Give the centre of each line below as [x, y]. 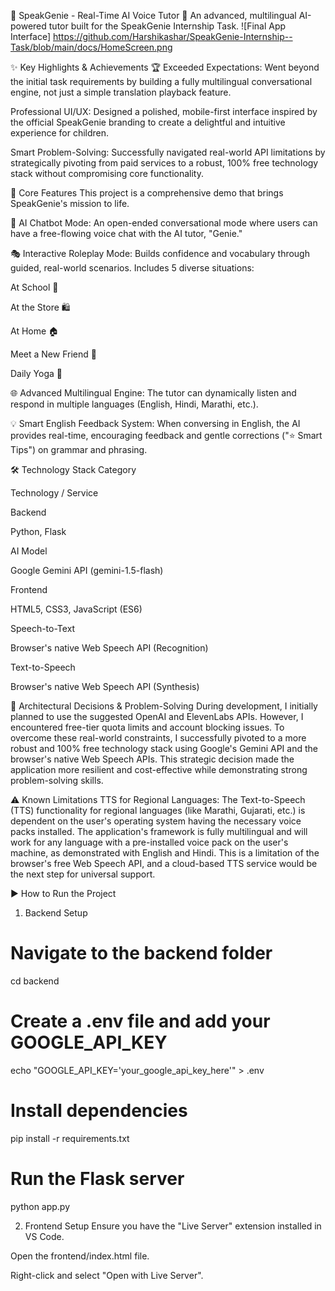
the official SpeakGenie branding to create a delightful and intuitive [148, 122]
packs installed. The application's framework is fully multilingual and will [159, 831]
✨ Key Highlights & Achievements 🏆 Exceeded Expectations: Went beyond [165, 67]
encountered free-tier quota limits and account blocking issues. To [147, 727]
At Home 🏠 [35, 331]
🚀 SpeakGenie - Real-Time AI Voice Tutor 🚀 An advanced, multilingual [153, 15]
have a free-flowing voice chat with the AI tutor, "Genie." [126, 233]
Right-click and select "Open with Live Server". [107, 1275]
